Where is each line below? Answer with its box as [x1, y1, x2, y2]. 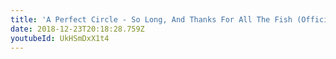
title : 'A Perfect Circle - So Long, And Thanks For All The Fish [10, 14, 293, 25]
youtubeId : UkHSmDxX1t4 [10, 33, 110, 43]
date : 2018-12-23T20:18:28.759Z [10, 24, 145, 34]
